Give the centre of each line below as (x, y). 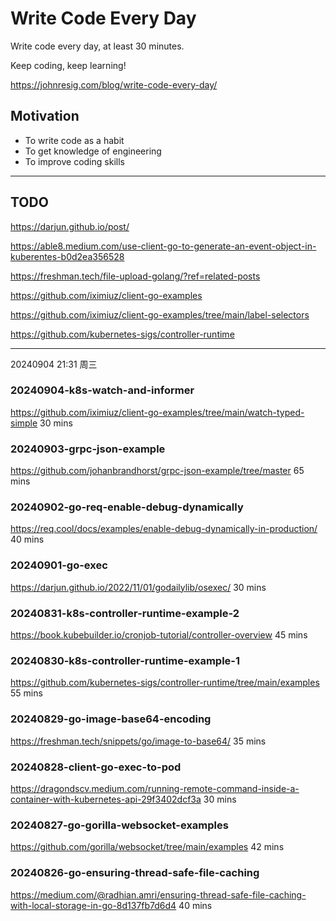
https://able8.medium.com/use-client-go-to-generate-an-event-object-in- (163, 246)
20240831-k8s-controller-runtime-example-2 (125, 613)
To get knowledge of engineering (93, 151)
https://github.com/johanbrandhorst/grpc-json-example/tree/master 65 (157, 471)
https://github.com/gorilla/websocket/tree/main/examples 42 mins (147, 847)
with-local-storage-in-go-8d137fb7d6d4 (93, 905)
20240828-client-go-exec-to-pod (96, 767)
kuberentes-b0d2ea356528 (67, 256)
